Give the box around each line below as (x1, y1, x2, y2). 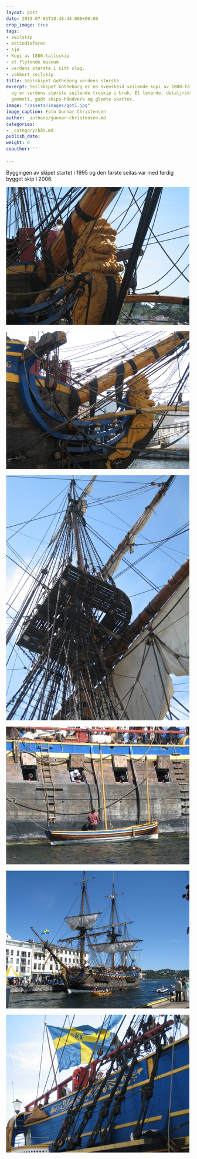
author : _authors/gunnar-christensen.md (6, 115, 107, 121)
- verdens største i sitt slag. (6, 65, 85, 71)
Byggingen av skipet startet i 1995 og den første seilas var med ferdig (6, 169, 174, 176)
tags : (6, 28, 19, 34)
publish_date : (6, 133, 41, 139)
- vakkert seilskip (6, 71, 54, 78)
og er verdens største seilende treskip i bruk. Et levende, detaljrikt (11, 90, 193, 96)
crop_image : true (6, 22, 49, 28)
